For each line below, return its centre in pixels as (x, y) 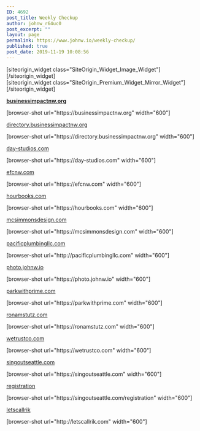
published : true (27, 47)
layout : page (23, 35)
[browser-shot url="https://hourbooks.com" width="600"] (80, 208)
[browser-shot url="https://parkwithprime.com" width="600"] (84, 303)
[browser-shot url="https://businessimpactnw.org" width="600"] (88, 113)
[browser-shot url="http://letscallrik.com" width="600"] (77, 421)
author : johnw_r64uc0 (34, 23)
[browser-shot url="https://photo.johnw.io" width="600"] (79, 279)
